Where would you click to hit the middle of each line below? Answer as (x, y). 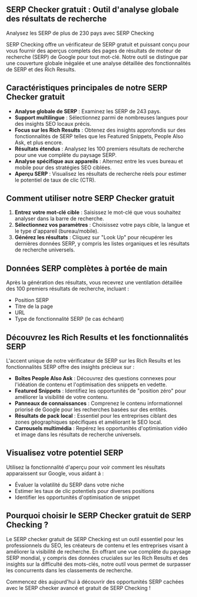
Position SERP (31, 300)
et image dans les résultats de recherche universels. (78, 435)
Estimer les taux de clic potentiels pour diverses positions (84, 491)
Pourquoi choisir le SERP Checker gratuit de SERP (98, 516)
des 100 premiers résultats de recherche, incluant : (68, 289)
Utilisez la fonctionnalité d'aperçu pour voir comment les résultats (86, 467)
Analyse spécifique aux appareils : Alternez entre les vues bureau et (99, 161)
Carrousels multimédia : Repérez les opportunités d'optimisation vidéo (101, 428)
